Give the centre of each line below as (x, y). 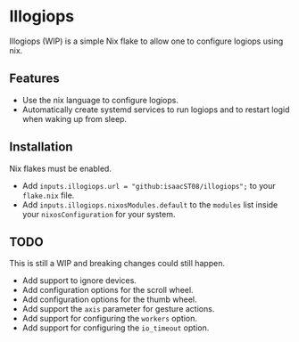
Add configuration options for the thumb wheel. (110, 299)
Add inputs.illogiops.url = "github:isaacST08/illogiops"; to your (149, 185)
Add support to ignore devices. (79, 281)
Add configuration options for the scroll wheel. (108, 290)
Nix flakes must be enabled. (60, 168)
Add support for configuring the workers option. (110, 319)
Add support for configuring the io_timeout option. (116, 328)
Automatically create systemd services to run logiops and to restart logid (156, 110)
